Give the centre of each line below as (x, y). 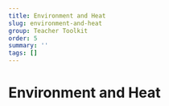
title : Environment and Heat (57, 16)
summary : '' (28, 46)
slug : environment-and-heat (56, 23)
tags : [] (23, 53)
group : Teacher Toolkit (48, 31)
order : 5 (23, 38)
